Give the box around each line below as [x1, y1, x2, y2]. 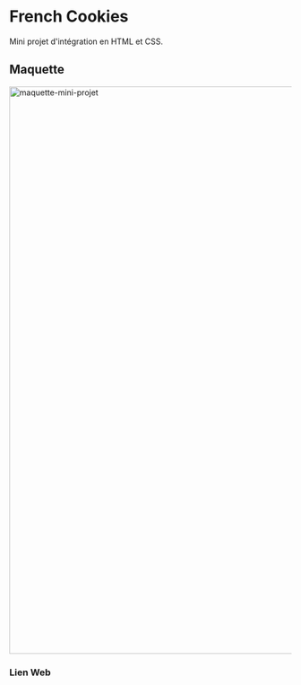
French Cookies [9, 6, 129, 27]
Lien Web [9, 666, 51, 679]
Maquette [9, 62, 65, 77]
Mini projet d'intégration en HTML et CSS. [9, 36, 164, 47]
